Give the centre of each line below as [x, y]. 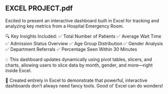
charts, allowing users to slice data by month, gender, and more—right [79, 65]
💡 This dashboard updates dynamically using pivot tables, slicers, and [79, 59]
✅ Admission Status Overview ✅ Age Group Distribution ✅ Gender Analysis [84, 43]
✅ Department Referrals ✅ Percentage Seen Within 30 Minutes [71, 49]
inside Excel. [19, 70]
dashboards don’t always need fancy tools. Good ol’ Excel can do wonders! [84, 85]
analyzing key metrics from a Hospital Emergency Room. [65, 26]
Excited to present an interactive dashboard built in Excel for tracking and [82, 20]
